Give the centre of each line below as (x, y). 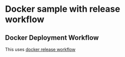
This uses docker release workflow (40, 49)
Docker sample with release (63, 9)
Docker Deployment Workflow (52, 38)
